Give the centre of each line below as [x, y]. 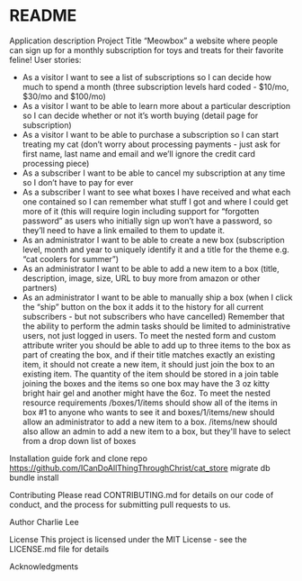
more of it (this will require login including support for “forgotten [141, 211]
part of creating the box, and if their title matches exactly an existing [149, 354]
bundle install [34, 477]
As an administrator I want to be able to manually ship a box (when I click [157, 297]
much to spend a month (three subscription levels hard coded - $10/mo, [155, 86]
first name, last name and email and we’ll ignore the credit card [139, 153]
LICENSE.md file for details [59, 549]
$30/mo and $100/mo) [64, 96]
